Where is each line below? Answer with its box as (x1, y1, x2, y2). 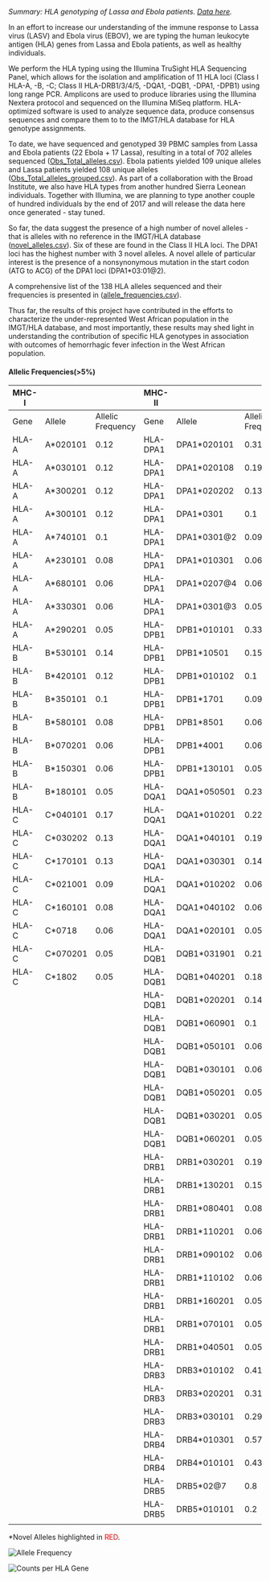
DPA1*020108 (176, 462, 235, 473)
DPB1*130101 (176, 763, 235, 774)
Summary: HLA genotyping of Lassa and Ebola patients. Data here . (8, 7, 233, 16)
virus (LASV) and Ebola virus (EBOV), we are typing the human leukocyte (8, 31, 250, 40)
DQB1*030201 (176, 1110, 235, 1121)
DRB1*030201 (176, 1157, 235, 1168)
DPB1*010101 (176, 624, 235, 635)
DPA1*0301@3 (176, 601, 237, 613)
